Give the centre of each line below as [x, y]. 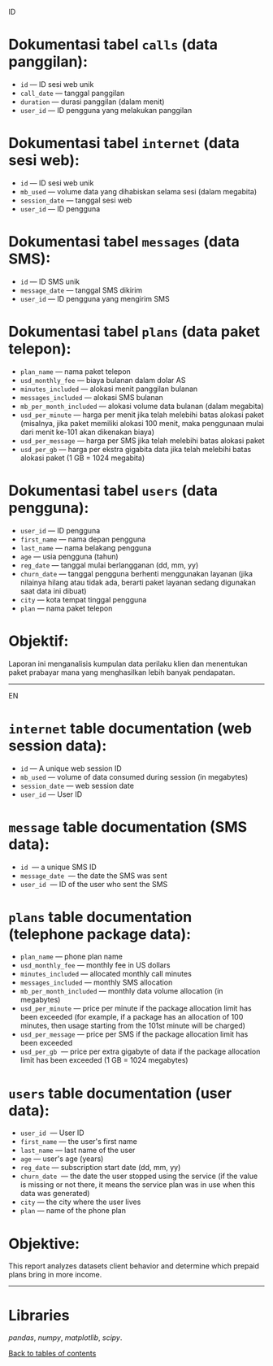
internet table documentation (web [130, 728]
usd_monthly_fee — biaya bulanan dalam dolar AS [103, 380]
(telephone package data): [100, 934]
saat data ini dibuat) [53, 591]
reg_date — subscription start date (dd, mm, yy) [100, 1168]
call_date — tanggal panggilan [72, 93]
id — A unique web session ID [71, 768]
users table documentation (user [120, 1093]
